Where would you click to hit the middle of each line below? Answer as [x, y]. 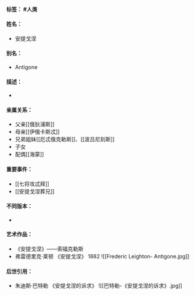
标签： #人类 [22, 9]
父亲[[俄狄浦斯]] [35, 124]
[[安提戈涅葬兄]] [35, 191]
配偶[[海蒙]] [29, 154]
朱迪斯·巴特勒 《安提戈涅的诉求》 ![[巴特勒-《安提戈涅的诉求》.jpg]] [99, 286]
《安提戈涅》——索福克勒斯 [49, 249]
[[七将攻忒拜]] [32, 184]
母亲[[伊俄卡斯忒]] [37, 132]
